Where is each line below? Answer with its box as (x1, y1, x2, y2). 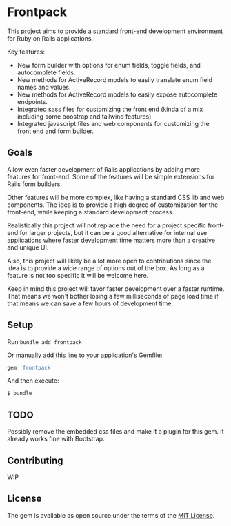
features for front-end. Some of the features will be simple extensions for (7, 172, 215, 181)
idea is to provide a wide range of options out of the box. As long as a (7, 263, 205, 272)
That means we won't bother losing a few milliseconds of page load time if (7, 292, 219, 300)
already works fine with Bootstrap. (7, 435, 105, 443)
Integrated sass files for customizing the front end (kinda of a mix (17, 105, 203, 113)
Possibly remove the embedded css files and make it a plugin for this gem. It (7, 427, 224, 436)
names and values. (17, 83, 71, 91)
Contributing (7, 454, 63, 466)
